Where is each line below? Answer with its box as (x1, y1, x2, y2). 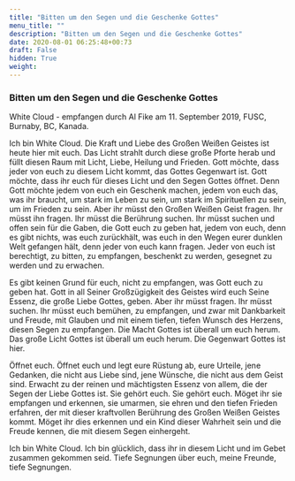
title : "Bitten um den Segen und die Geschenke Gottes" (9, 12, 219, 22)
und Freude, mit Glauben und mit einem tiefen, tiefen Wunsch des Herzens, (9, 315, 284, 325)
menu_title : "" (9, 21, 65, 30)
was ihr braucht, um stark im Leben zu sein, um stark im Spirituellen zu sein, (9, 195, 287, 205)
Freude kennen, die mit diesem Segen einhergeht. (9, 426, 191, 437)
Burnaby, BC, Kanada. (9, 121, 89, 132)
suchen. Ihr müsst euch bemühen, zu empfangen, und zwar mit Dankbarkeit (9, 306, 286, 317)
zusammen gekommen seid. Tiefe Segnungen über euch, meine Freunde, (9, 453, 276, 463)
